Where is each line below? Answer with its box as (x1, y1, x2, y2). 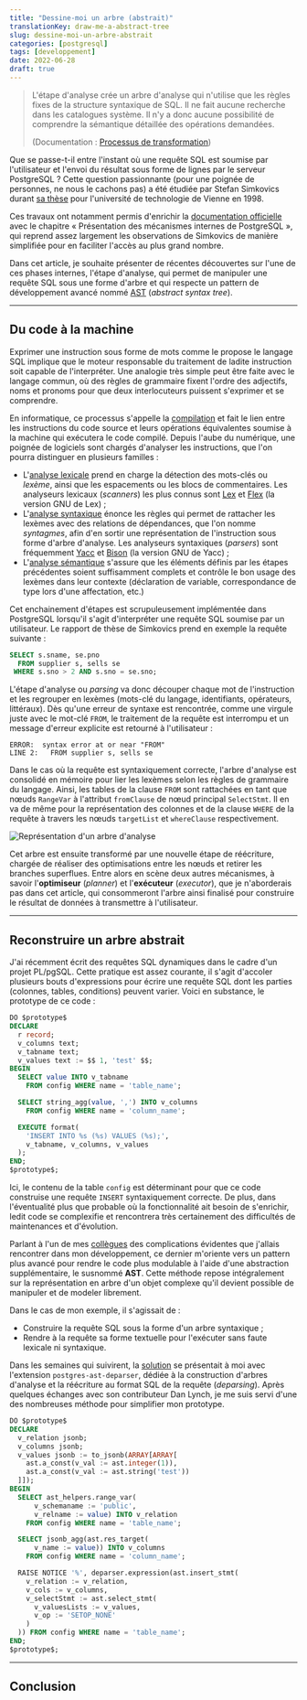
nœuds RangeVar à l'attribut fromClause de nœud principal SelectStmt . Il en (9, 793, 290, 805)
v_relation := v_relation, (26, 1576, 129, 1586)
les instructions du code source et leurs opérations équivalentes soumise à (9, 422, 292, 433)
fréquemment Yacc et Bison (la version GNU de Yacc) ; (22, 546, 230, 558)
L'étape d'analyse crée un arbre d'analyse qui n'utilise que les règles (31, 89, 291, 101)
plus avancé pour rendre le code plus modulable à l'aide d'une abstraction (9, 1258, 290, 1268)
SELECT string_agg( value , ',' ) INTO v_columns (17, 1098, 198, 1107)
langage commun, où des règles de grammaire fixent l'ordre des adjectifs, (9, 375, 288, 386)
